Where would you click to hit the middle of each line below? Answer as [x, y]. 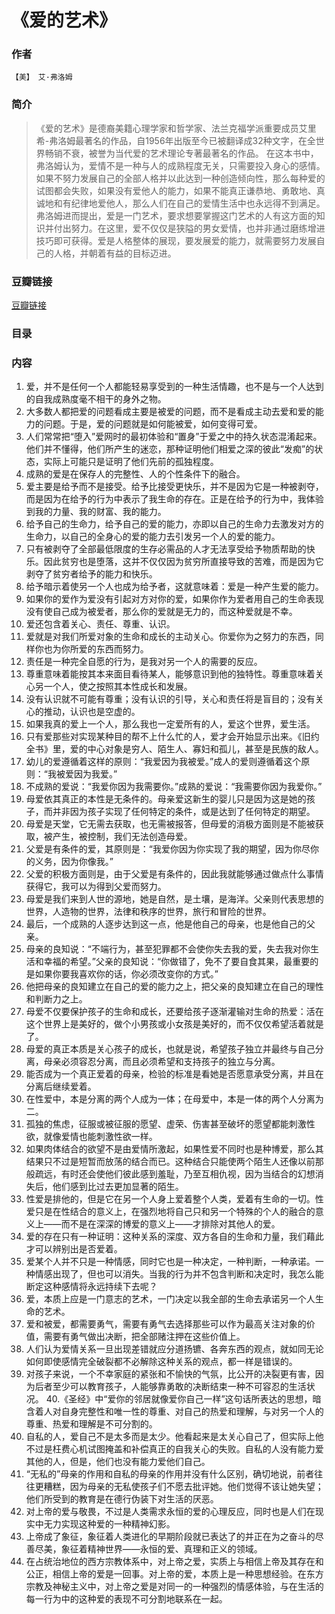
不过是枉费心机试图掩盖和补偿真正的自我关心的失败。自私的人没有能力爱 [174, 1449]
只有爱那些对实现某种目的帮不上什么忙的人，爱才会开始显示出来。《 [164, 737]
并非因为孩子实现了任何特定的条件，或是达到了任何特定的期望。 [184, 812]
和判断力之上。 [56, 999]
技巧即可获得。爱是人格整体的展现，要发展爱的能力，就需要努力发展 [176, 240]
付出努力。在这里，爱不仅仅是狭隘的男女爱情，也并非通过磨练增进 [189, 228]
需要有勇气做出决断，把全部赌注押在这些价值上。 [144, 1337]
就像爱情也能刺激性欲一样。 [100, 1137]
